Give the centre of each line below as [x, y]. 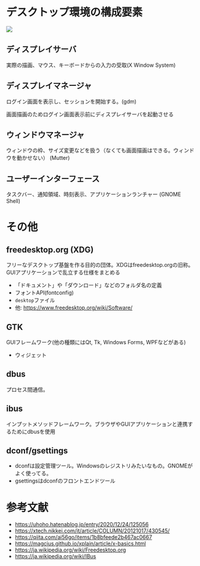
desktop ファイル [35, 300]
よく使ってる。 [33, 473]
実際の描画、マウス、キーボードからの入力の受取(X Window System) [91, 65]
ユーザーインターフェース [53, 179]
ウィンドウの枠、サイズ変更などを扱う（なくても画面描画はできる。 [90, 150]
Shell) [13, 201]
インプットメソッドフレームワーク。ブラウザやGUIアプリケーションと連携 [97, 424]
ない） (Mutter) [51, 158]
